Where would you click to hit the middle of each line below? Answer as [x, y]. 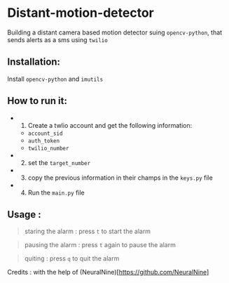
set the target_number [59, 162]
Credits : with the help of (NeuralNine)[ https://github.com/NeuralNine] [108, 272]
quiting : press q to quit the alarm [72, 258]
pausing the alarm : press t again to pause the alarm [100, 245]
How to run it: [37, 101]
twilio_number [48, 148]
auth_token [44, 141]
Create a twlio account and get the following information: [110, 125]
